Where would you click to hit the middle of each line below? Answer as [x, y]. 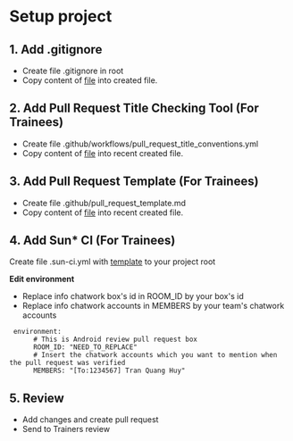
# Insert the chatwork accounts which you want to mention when [155, 355]
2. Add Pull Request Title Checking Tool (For [134, 108]
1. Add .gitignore [56, 50]
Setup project [61, 17]
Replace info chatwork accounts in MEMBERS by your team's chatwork [153, 306]
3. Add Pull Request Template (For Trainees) [134, 182]
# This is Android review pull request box [115, 340]
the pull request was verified [67, 363]
